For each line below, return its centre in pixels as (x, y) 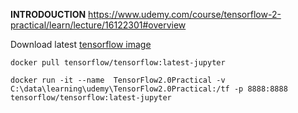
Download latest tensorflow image (81, 44)
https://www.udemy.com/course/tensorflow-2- (185, 14)
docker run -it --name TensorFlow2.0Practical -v (118, 80)
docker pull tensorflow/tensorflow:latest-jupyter (118, 63)
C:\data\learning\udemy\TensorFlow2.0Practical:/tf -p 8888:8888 (149, 89)
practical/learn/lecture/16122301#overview (98, 25)
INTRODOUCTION (48, 14)
